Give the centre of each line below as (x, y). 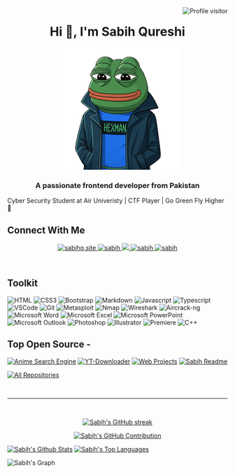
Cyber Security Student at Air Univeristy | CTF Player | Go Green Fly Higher (116, 201)
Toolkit (23, 283)
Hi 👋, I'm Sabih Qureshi (117, 32)
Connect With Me (46, 230)
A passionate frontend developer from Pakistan (117, 185)
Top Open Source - (49, 344)
